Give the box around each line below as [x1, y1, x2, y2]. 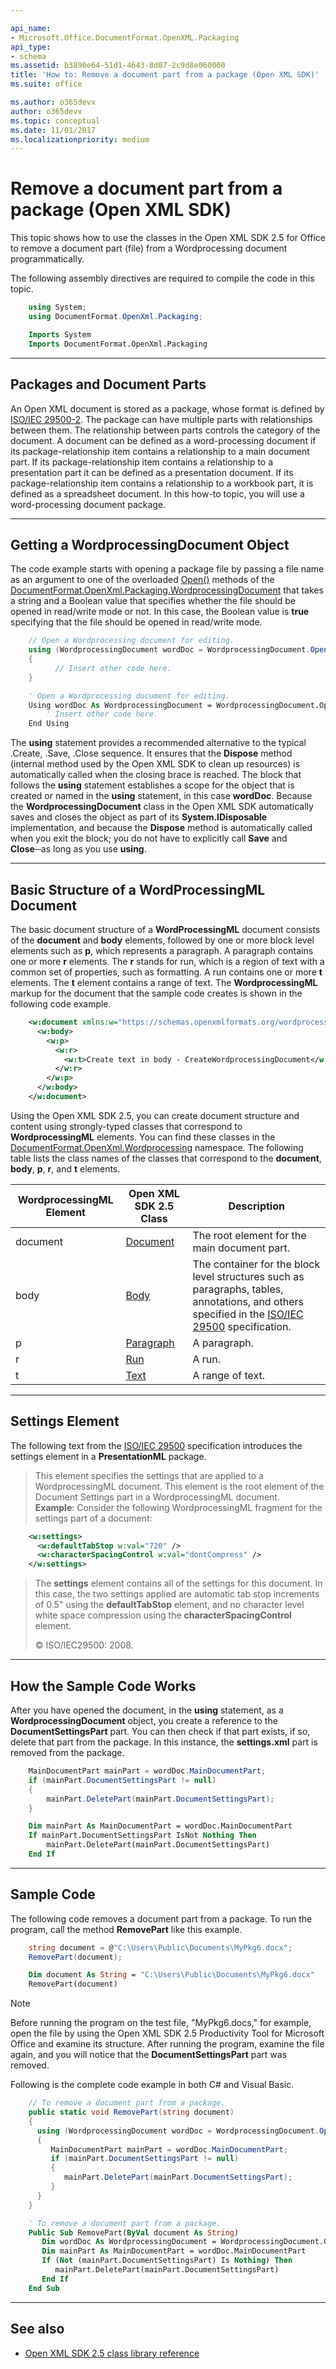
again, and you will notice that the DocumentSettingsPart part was [10, 2049, 288, 2061]
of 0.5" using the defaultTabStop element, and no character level [34, 1599, 305, 1611]
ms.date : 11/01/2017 [10, 125, 97, 135]
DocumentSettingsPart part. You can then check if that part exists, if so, [10, 1726, 311, 1737]
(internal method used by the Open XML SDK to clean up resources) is [10, 758, 301, 770]
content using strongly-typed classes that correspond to [10, 1120, 243, 1132]
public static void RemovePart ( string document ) [28, 2107, 235, 2118]
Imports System [28, 329, 92, 340]
